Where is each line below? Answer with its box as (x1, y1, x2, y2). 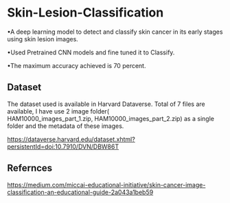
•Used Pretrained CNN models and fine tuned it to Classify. (7, 48, 175, 56)
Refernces (7, 162, 53, 174)
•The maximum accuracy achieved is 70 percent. (7, 61, 146, 70)
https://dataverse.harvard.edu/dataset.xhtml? (7, 135, 135, 143)
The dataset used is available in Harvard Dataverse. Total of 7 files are (7, 100, 205, 108)
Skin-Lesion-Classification (7, 5, 164, 21)
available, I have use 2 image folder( (7, 107, 110, 115)
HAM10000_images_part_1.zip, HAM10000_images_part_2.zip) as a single (7, 114, 215, 122)
